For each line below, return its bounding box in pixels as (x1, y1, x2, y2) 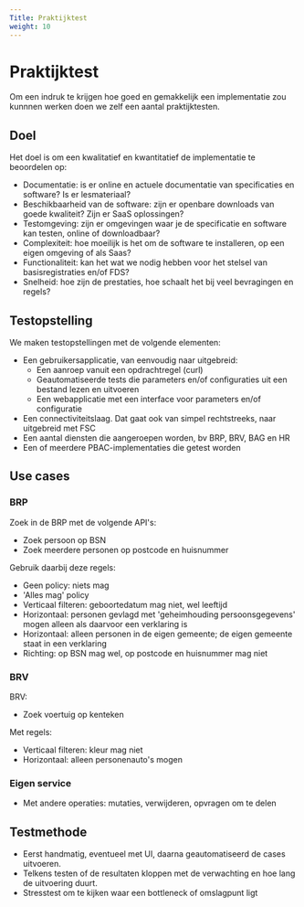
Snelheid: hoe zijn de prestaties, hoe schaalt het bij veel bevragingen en (22, 276, 294, 288)
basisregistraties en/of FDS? (22, 267, 130, 278)
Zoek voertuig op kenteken (22, 710, 125, 720)
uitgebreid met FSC (22, 422, 96, 434)
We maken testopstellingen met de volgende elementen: (9, 337, 221, 348)
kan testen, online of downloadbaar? (22, 228, 161, 239)
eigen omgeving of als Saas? (22, 248, 131, 259)
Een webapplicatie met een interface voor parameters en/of (36, 394, 262, 405)
